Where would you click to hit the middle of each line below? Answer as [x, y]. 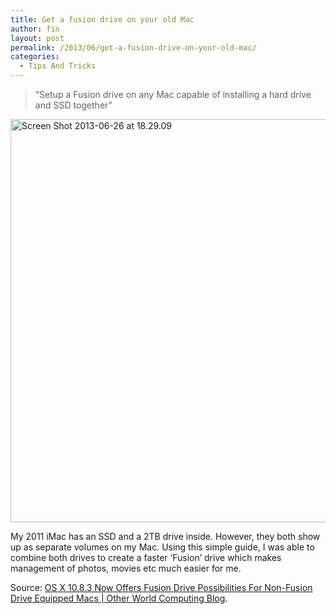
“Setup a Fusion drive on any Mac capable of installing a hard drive [173, 94]
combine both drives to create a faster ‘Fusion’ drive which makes [146, 557]
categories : [35, 57]
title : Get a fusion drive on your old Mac [102, 19]
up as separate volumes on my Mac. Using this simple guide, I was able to [162, 547]
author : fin [35, 29]
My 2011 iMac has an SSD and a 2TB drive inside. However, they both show [165, 536]
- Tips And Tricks [58, 66]
